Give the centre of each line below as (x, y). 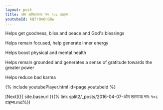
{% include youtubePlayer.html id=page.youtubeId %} (61, 87)
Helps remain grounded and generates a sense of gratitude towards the (79, 62)
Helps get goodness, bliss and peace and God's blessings (65, 33)
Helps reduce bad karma (31, 77)
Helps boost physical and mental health (46, 52)
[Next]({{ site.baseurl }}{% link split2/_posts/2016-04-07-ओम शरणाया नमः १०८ (82, 97)
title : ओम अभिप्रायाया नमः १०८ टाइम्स (37, 14)
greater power (20, 67)
